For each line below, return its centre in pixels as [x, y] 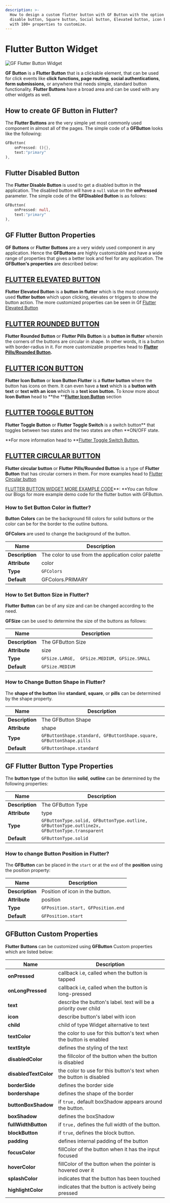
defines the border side [86, 1085]
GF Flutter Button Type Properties [59, 766]
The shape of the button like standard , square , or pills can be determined [83, 693]
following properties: [27, 784]
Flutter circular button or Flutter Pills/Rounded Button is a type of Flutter [82, 468]
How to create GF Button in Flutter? [61, 110]
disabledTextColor [31, 1074]
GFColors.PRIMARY [65, 579]
